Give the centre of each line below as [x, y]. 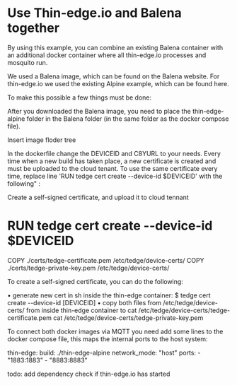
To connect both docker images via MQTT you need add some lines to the [115, 331]
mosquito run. [28, 62]
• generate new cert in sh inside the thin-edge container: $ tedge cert [109, 295]
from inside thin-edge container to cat [81, 310]
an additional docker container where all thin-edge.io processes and [107, 55]
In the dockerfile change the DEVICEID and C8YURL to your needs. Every [114, 153]
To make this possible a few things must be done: [80, 97]
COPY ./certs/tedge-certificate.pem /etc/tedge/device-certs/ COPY [106, 260]
